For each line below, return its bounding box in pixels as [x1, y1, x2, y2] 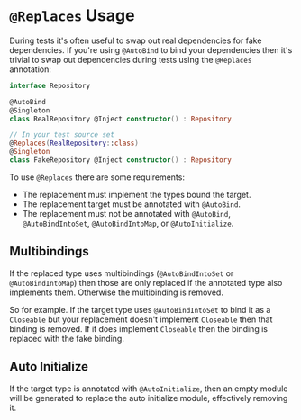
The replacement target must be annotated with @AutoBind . [22, 199, 242, 210]
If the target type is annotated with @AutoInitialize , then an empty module [9, 383, 288, 394]
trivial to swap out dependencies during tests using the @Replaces [9, 54, 252, 65]
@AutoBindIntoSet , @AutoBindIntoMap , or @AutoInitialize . [22, 218, 234, 228]
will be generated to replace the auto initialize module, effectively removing [9, 392, 288, 403]
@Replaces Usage [9, 5, 135, 26]
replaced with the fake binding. [9, 333, 124, 344]
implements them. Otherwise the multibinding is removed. [9, 287, 223, 298]
